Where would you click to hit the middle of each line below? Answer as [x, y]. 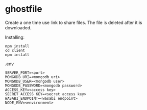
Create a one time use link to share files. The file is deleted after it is [73, 22]
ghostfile [24, 9]
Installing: [15, 37]
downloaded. [18, 27]
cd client [15, 50]
